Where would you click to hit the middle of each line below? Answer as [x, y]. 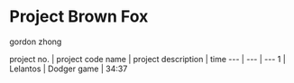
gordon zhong [36, 41]
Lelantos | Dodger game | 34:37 [69, 69]
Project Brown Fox [79, 17]
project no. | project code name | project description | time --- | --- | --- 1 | [147, 59]
